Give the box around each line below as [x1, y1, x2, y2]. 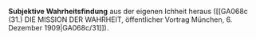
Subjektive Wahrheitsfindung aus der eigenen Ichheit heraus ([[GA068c [8, 7, 249, 16]
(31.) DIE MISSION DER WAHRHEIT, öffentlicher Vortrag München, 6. [8, 15, 233, 24]
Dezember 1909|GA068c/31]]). [8, 23, 109, 32]
